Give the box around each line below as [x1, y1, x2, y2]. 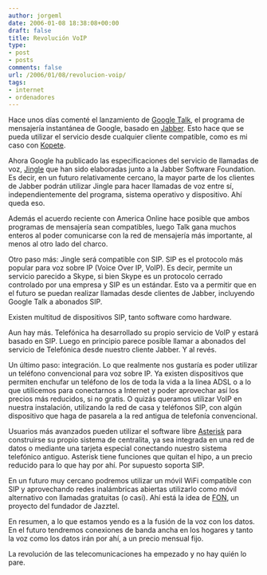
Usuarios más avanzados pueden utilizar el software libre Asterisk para [8, 427, 242, 436]
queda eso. [8, 199, 45, 208]
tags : [8, 78, 26, 86]
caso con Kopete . [8, 140, 66, 150]
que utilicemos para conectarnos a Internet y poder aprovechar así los [8, 386, 239, 396]
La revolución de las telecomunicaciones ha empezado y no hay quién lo [8, 549, 247, 559]
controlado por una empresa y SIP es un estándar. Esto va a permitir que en [8, 280, 257, 289]
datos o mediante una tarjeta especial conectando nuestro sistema [8, 443, 227, 453]
